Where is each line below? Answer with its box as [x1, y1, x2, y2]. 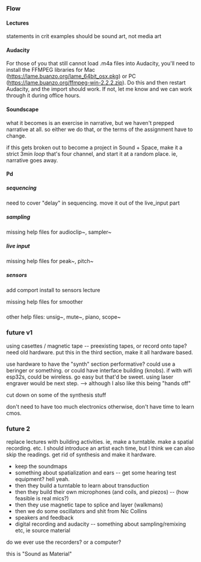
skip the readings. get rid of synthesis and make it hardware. [6, 451, 156, 458]
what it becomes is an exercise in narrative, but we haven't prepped [6, 119, 175, 126]
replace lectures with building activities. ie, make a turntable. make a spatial [6, 438, 194, 445]
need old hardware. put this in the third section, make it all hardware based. [6, 348, 194, 356]
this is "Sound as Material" [6, 550, 72, 557]
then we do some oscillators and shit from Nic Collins [14, 507, 147, 514]
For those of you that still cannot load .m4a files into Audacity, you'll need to [6, 60, 195, 67]
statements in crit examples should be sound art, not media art [6, 33, 161, 40]
